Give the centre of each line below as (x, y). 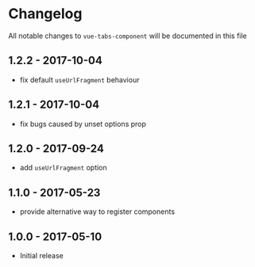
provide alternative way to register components (97, 212)
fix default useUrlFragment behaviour (79, 79)
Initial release (41, 256)
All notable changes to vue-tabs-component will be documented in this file (128, 36)
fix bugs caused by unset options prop (83, 124)
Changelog (45, 14)
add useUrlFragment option (63, 168)
